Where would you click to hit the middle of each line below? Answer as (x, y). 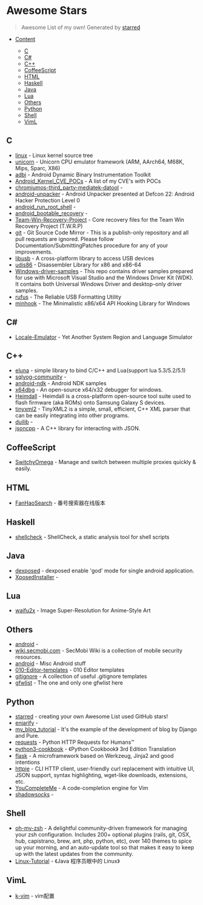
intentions (28, 762)
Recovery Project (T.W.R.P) (49, 226)
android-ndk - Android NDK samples (61, 383)
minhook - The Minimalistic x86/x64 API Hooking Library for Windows (102, 303)
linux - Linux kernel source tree (54, 155)
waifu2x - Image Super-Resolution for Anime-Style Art (83, 611)
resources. (28, 657)
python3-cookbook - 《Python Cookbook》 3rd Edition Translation (95, 749)
